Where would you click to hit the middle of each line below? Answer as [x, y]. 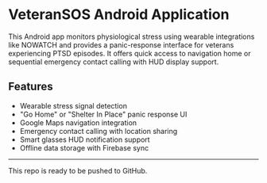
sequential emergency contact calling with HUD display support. [114, 62]
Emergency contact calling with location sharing [99, 131]
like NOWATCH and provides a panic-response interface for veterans [121, 44]
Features [31, 87]
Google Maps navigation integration [78, 122]
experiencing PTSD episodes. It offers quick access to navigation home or [130, 53]
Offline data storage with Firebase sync [84, 147]
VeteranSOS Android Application [119, 15]
